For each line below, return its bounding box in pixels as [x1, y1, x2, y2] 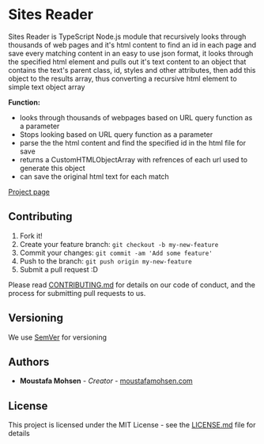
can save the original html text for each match [19, 172, 170, 181]
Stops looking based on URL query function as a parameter [19, 129, 213, 139]
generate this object [19, 163, 85, 173]
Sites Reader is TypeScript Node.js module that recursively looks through [8, 32, 247, 41]
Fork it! [19, 231, 43, 241]
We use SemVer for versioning [8, 332, 107, 342]
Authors [8, 355, 50, 369]
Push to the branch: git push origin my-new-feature [19, 256, 192, 266]
